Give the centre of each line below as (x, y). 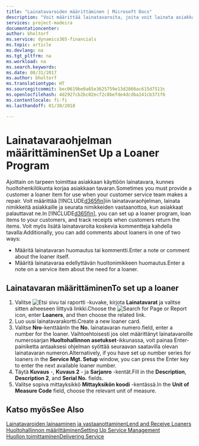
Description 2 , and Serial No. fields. (59, 378)
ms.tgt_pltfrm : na (29, 56)
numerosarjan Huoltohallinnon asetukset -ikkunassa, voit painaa (94, 340)
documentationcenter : (33, 28)
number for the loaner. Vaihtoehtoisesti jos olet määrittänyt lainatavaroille (104, 334)
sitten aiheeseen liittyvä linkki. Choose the (65, 309)
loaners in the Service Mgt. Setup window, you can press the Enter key (102, 359)
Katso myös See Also (45, 409)
